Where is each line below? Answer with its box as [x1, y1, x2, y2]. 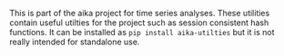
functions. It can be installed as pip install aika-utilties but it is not [9, 27, 275, 37]
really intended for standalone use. [9, 36, 140, 47]
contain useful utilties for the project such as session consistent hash [9, 17, 269, 28]
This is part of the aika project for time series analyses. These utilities [9, 8, 270, 18]
